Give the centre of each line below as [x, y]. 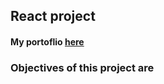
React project [53, 16]
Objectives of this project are [82, 67]
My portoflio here [47, 41]
